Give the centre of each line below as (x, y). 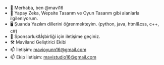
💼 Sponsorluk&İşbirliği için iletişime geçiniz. (55, 36)
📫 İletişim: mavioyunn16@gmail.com (48, 49)
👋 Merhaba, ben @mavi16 (37, 8)
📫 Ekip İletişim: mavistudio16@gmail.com (53, 57)
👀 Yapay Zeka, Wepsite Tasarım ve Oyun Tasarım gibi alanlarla (75, 13)
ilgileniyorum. (24, 18)
